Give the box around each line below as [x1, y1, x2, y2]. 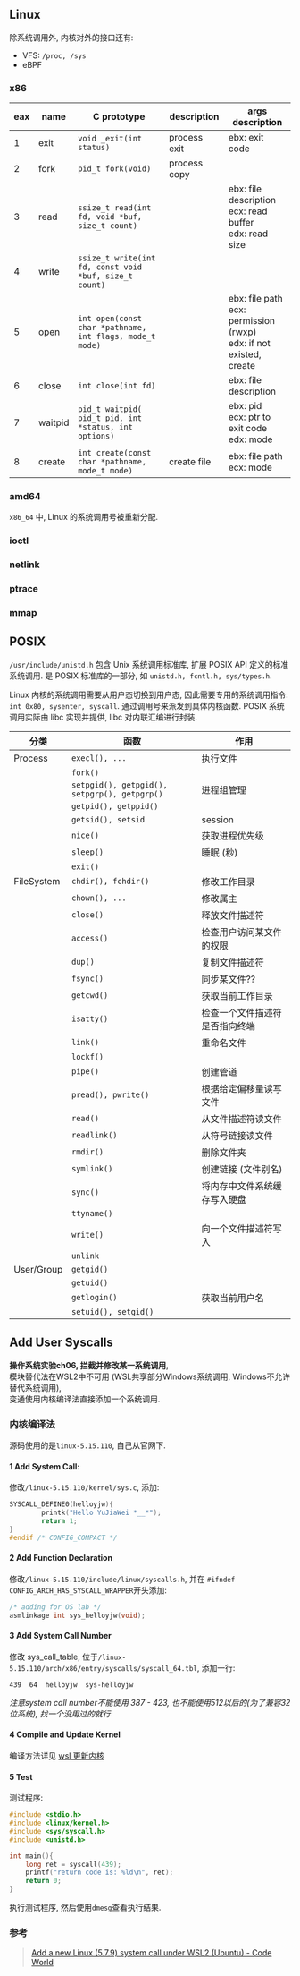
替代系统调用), [9, 1382, 62, 1393]
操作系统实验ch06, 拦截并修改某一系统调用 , [9, 1359, 169, 1370]
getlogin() [71, 1292, 118, 1302]
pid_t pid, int [77, 413, 143, 423]
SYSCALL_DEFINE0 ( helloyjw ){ [9, 1500, 114, 1509]
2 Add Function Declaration [9, 1553, 113, 1563]
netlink [9, 558, 40, 571]
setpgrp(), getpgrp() [71, 788, 163, 799]
